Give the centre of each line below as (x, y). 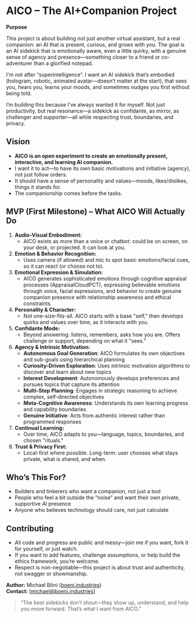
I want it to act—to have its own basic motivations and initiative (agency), (102, 168)
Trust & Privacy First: (41, 446)
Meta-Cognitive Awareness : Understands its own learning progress (106, 403)
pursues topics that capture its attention (71, 384)
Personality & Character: (45, 309)
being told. (19, 93)
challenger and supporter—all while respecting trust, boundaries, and (90, 117)
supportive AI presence (43, 504)
